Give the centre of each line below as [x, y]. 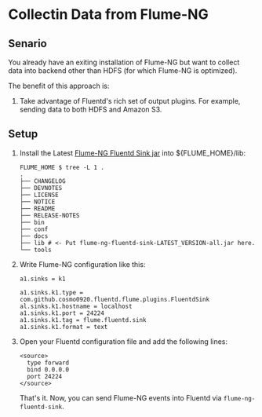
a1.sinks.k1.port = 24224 [62, 313]
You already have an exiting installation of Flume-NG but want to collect [124, 62]
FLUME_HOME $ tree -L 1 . [62, 167]
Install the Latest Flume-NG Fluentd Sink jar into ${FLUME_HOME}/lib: [132, 153]
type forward [48, 363]
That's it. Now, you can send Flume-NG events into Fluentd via [120, 397]
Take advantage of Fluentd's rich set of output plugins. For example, [130, 101]
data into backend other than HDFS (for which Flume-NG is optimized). [123, 71]
